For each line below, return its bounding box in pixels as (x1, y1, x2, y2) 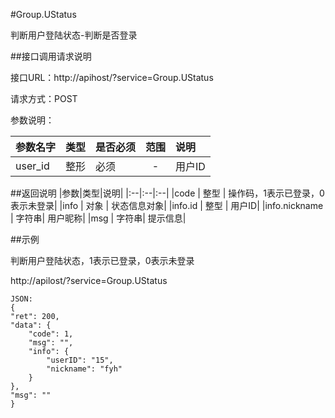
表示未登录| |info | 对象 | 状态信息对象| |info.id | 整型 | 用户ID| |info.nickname (10, 200, 324, 211)
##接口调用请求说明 (10, 50, 92, 62)
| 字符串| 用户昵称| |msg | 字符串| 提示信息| (10, 212, 187, 224)
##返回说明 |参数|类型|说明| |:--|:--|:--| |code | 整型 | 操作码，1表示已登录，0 (10, 187, 325, 199)
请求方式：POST (10, 93, 78, 104)
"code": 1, (28, 329, 74, 339)
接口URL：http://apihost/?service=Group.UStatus (10, 72, 214, 83)
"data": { (10, 320, 52, 330)
